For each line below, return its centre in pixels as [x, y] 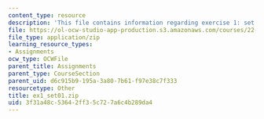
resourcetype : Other [42, 88]
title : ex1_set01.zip [44, 96]
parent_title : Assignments [52, 67]
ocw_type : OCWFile [38, 59]
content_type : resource [47, 15]
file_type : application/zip [54, 37]
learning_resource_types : [50, 45]
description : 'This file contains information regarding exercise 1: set [132, 23]
